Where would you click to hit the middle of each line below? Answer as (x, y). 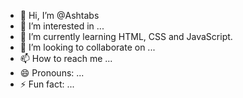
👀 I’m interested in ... (62, 26)
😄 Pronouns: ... (52, 73)
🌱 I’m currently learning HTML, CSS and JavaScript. (126, 36)
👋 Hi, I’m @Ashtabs (59, 15)
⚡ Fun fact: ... (47, 84)
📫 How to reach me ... (66, 58)
